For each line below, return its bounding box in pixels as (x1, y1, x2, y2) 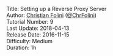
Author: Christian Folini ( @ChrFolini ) (6, 12, 97, 19)
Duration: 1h (6, 44, 37, 51)
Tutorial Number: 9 (6, 18, 54, 25)
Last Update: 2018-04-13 (6, 24, 70, 32)
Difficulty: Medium (6, 38, 53, 44)
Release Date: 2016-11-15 (6, 31, 70, 38)
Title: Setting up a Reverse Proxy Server (6, 5, 107, 12)
